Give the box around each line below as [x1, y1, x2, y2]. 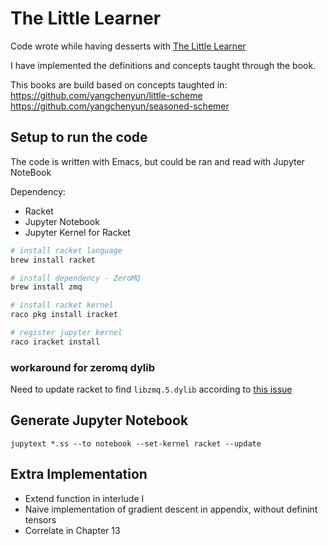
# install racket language [10, 245, 123, 256]
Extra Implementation [10, 466, 148, 483]
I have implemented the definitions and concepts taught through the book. [10, 59, 317, 71]
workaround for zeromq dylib [10, 360, 155, 374]
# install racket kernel [10, 300, 114, 311]
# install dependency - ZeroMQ [10, 273, 141, 283]
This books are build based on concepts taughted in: [10, 78, 228, 91]
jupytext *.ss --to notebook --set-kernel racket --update [10, 438, 262, 449]
